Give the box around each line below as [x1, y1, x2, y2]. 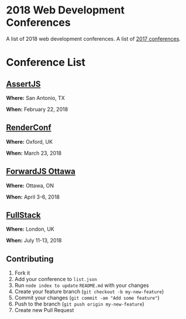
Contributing [6, 254, 54, 263]
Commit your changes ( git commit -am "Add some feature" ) [14, 294, 160, 301]
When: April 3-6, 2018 [6, 193, 60, 200]
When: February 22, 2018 [6, 106, 68, 113]
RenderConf [6, 123, 51, 133]
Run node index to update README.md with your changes [14, 282, 149, 289]
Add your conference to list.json [14, 276, 98, 283]
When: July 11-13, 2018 [6, 237, 63, 244]
